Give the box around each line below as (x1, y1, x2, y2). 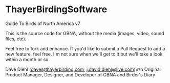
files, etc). (5, 36, 27, 42)
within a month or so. (5, 56, 50, 62)
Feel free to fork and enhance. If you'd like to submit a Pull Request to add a (5, 45, 165, 51)
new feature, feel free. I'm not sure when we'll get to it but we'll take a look (5, 51, 163, 57)
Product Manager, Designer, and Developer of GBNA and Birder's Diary (5, 71, 155, 77)
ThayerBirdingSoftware (5, 4, 108, 15)
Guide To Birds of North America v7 (5, 20, 80, 26)
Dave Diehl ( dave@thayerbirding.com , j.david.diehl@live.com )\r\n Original (5, 66, 161, 72)
